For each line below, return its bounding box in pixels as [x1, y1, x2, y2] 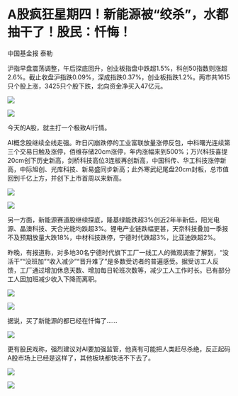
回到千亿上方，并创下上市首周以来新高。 [7, 174, 125, 182]
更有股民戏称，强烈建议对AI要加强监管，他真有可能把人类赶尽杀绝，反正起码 [7, 344, 231, 353]
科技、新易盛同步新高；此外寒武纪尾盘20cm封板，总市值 [62, 164, 229, 174]
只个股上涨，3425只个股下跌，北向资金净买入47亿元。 [7, 81, 167, 90]
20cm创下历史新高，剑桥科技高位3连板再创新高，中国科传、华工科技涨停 [7, 156, 221, 164]
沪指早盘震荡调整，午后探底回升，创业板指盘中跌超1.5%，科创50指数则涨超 [7, 64, 228, 72]
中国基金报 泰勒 [7, 49, 53, 57]
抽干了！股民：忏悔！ [7, 24, 132, 40]
